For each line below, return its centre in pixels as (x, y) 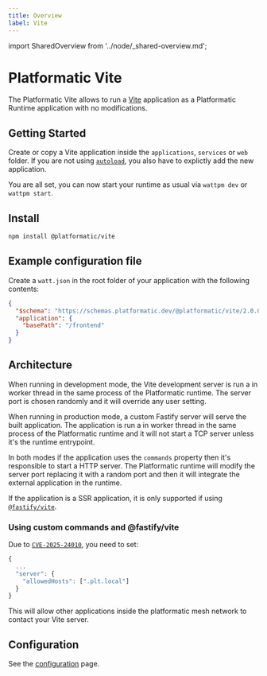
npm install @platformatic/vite (62, 237)
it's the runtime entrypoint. (52, 441)
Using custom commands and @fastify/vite (94, 527)
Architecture (41, 365)
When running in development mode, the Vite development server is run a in (133, 384)
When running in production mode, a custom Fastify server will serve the (128, 416)
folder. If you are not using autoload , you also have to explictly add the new (131, 161)
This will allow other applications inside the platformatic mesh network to (128, 611)
